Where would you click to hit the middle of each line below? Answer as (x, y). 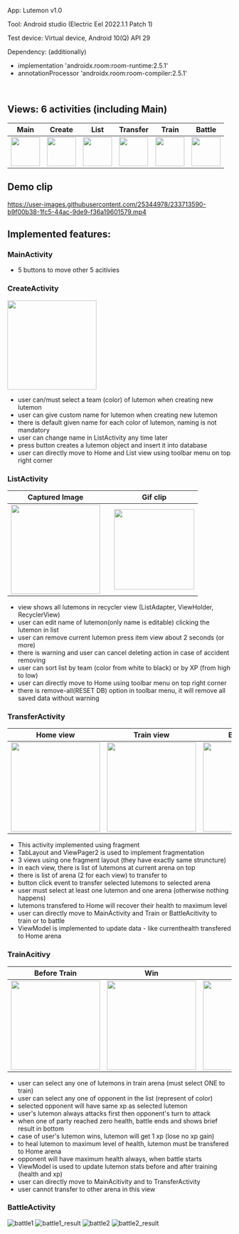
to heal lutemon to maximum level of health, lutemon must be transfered (123, 1143)
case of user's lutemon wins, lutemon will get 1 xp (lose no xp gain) (116, 1136)
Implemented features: (59, 234)
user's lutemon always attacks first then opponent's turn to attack (114, 1113)
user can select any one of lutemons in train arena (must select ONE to (121, 1083)
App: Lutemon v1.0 (35, 10)
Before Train (55, 973)
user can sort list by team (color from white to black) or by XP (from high (124, 667)
